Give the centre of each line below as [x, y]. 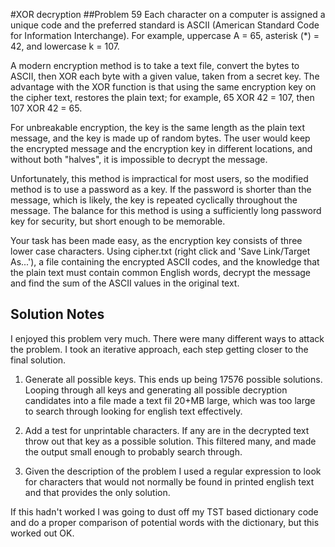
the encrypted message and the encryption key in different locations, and [161, 148]
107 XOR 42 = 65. [46, 108]
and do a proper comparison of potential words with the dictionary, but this [165, 522]
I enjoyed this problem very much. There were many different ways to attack [167, 338]
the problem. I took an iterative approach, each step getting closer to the [159, 349]
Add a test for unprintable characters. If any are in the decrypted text [167, 430]
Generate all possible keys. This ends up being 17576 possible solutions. [173, 379]
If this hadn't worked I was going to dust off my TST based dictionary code [164, 511]
